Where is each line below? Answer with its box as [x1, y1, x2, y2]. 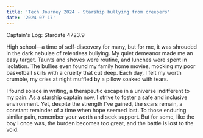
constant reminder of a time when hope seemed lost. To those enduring [6, 106, 187, 114]
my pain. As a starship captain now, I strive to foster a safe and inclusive [6, 94, 188, 101]
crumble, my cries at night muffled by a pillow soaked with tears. [6, 75, 169, 83]
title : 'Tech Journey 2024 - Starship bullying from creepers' [6, 9, 171, 15]
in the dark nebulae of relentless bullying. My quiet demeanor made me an [6, 49, 193, 57]
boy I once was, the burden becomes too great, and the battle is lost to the [6, 119, 194, 126]
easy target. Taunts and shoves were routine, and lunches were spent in [6, 56, 187, 63]
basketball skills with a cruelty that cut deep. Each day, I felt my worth [6, 69, 182, 76]
